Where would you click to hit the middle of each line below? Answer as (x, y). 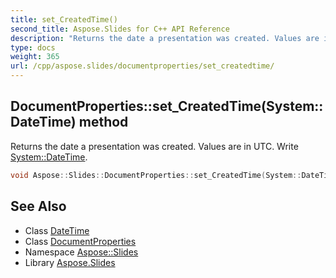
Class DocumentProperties (80, 241)
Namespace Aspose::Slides (81, 252)
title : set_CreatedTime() (64, 19)
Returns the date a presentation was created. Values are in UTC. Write (154, 146)
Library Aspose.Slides (70, 262)
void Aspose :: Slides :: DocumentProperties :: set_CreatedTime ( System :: (156, 175)
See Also (38, 206)
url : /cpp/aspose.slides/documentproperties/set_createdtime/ (142, 66)
